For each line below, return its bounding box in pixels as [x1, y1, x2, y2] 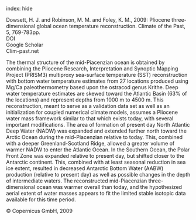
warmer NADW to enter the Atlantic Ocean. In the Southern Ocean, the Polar [6, 146, 190, 153]
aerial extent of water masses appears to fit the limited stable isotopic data [6, 190, 186, 197]
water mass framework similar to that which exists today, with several [6, 115, 174, 122]
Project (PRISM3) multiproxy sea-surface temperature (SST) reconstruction [6, 72, 188, 78]
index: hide [6, 5, 33, 12]
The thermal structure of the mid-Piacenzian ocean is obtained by [6, 59, 165, 66]
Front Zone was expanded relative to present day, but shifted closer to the [6, 153, 184, 159]
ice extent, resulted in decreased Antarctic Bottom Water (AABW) [6, 165, 164, 172]
